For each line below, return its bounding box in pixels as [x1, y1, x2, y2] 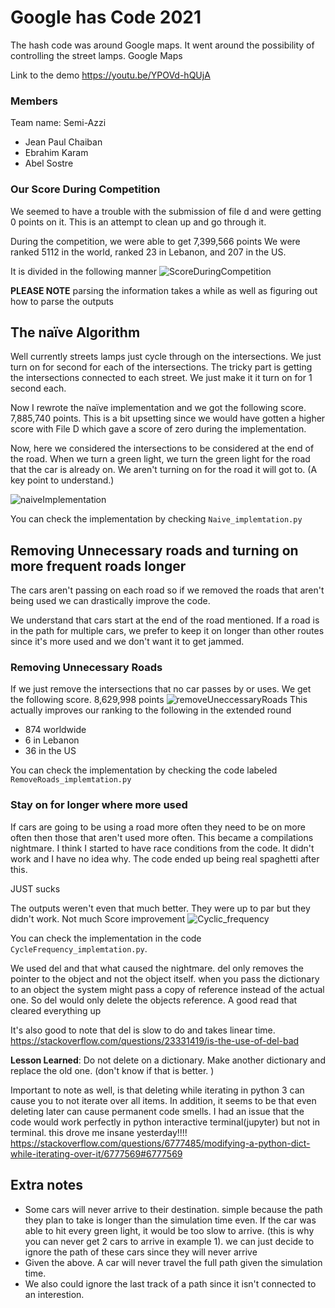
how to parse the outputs [10, 295, 114, 307]
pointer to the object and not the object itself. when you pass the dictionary [10, 972, 320, 985]
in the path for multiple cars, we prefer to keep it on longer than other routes [10, 625, 325, 637]
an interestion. [24, 1288, 85, 1300]
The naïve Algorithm [10, 324, 141, 341]
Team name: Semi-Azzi [10, 117, 107, 129]
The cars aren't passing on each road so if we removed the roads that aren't [10, 584, 325, 596]
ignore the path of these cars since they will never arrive [24, 1246, 258, 1258]
